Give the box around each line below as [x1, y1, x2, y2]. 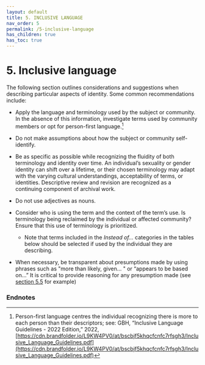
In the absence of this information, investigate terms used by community [15, 115, 198, 122]
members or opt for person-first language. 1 [15, 121, 124, 130]
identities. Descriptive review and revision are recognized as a [15, 178, 172, 186]
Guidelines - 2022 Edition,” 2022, [15, 325, 99, 333]
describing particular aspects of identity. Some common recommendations [6, 90, 195, 98]
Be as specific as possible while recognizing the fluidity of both [15, 153, 175, 160]
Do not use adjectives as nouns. [15, 197, 96, 204]
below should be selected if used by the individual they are [24, 240, 173, 247]
